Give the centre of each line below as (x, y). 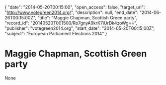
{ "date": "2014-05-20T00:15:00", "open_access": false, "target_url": (75, 7)
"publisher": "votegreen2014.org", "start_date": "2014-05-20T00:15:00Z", (80, 28)
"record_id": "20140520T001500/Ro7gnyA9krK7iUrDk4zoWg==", (71, 23)
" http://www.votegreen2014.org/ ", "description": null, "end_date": (72, 12)
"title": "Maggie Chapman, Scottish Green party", (87, 18)
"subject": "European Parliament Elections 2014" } (56, 34)
